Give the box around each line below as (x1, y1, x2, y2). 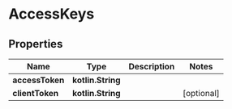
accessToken (12, 74, 65, 86)
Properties (8, 37, 63, 51)
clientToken (12, 88, 59, 99)
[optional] (182, 88, 221, 99)
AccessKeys (8, 5, 95, 23)
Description (128, 61, 175, 72)
